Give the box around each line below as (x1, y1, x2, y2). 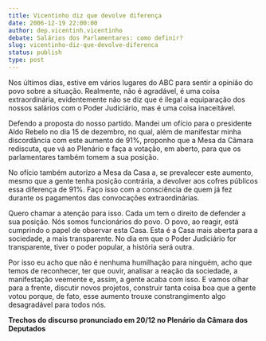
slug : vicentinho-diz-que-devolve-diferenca (8, 41, 158, 49)
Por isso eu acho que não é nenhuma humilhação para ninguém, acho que (8, 258, 252, 267)
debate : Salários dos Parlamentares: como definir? (8, 33, 183, 42)
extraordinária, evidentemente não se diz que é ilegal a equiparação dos (8, 95, 245, 104)
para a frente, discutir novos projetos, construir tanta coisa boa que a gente (8, 283, 256, 293)
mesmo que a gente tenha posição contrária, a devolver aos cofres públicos (8, 176, 259, 185)
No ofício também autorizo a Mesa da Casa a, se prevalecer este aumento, (8, 168, 253, 177)
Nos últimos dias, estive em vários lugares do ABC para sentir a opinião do (8, 77, 253, 87)
